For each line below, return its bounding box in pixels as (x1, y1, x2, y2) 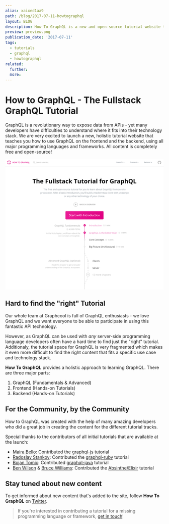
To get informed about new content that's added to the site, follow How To (5, 493, 160, 499)
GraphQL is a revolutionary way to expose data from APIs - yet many (5, 122, 147, 128)
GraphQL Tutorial (5, 105, 78, 117)
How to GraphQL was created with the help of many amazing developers (5, 418, 156, 424)
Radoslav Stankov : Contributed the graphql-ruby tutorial (12, 454, 129, 460)
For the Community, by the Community (5, 405, 130, 414)
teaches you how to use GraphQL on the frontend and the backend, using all (5, 138, 163, 144)
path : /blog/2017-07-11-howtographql (5, 13, 84, 19)
